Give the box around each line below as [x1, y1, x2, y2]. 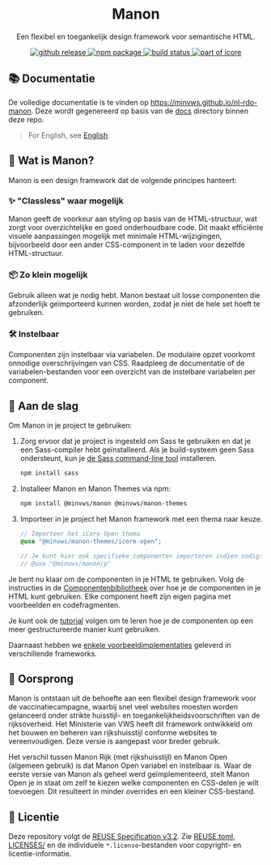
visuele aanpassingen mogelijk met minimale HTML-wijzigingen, [8, 231, 222, 241]
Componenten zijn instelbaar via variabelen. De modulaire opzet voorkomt [8, 350, 256, 360]
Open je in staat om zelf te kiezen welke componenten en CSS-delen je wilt [8, 778, 259, 788]
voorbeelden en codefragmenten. [8, 600, 121, 610]
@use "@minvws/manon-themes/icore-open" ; [19, 537, 163, 545]
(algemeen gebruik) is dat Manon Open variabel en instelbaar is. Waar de [8, 761, 252, 770]
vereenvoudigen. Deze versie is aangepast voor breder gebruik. [8, 736, 221, 746]
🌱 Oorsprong [8, 671, 74, 685]
